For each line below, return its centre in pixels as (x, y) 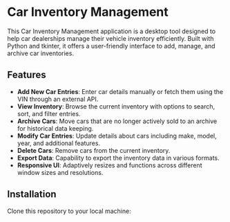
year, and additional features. (59, 143)
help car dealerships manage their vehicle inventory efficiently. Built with (111, 38)
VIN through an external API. (58, 99)
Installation (32, 194)
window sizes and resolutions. (60, 172)
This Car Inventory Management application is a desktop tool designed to (112, 31)
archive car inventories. (41, 53)
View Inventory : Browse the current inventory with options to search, (116, 106)
